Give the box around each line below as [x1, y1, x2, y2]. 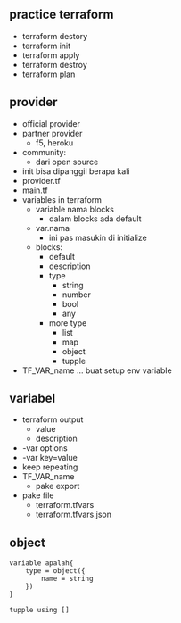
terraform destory [21, 30, 88, 41]
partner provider [21, 128, 83, 138]
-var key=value [21, 453, 78, 463]
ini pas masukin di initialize [48, 232, 147, 243]
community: [21, 146, 67, 157]
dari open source [35, 156, 99, 167]
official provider [21, 118, 80, 129]
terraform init [21, 40, 71, 51]
